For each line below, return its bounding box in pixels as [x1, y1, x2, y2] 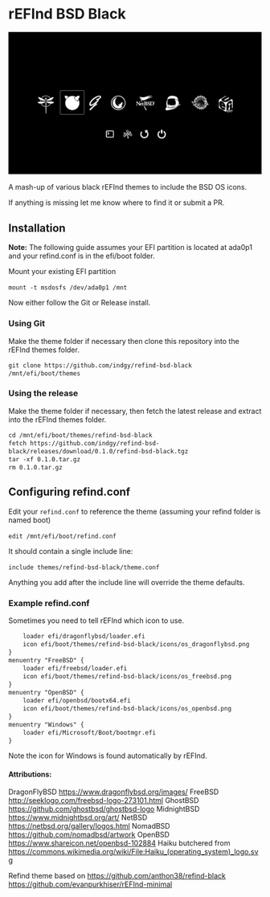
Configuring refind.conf [8, 485, 131, 499]
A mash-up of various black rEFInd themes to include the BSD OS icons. [8, 182, 247, 192]
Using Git [8, 318, 46, 330]
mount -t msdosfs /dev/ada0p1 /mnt [8, 284, 128, 292]
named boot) [8, 515, 51, 525]
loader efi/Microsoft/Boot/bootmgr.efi [22, 728, 157, 736]
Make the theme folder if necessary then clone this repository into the [8, 336, 239, 346]
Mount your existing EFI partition [8, 267, 117, 276]
